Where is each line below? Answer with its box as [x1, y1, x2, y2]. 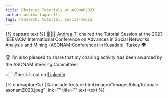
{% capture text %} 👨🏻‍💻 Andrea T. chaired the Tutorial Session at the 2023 [5, 31, 163, 37]
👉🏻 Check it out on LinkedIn [5, 71, 65, 78]
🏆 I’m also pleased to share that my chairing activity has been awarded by [5, 54, 162, 60]
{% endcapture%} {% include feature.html [5, 82, 94, 88]
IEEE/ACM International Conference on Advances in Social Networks [5, 36, 150, 42]
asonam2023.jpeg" [5, 87, 46, 93]
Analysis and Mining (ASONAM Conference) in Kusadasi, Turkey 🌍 [5, 42, 147, 48]
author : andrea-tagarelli [5, 12, 60, 17]
